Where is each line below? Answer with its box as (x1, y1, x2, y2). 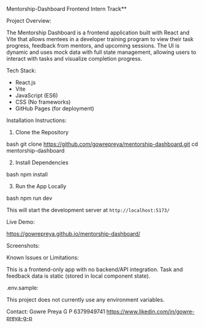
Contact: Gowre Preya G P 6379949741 (6, 308, 105, 315)
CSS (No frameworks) (15, 98, 71, 105)
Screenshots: (6, 242, 40, 249)
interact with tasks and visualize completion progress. (6, 55, 143, 62)
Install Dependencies (15, 159, 69, 166)
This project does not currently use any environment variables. (6, 296, 165, 303)
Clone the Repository (15, 129, 69, 135)
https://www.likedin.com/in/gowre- (106, 308, 195, 315)
